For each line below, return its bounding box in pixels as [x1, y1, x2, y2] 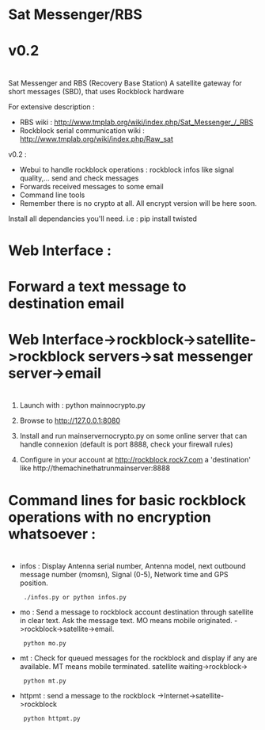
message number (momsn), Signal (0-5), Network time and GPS [19, 569, 229, 579]
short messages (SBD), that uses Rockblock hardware [8, 86, 184, 96]
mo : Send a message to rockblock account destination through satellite [19, 607, 254, 617]
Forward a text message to [8, 277, 187, 295]
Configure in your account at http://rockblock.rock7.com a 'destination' [19, 455, 252, 465]
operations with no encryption [8, 508, 211, 526]
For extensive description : [8, 101, 95, 112]
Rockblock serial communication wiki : [19, 125, 145, 135]
